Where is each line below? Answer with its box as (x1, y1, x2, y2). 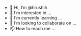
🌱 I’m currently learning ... (9, 15, 62, 20)
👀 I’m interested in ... (9, 10, 52, 16)
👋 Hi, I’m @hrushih (9, 5, 48, 10)
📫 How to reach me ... (9, 26, 55, 31)
